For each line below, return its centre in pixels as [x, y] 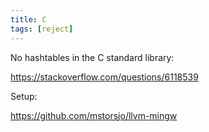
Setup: [24, 96]
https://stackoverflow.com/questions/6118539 [104, 77]
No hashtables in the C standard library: [92, 57]
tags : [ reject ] [42, 29]
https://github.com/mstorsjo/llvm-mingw [94, 115]
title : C [28, 19]
